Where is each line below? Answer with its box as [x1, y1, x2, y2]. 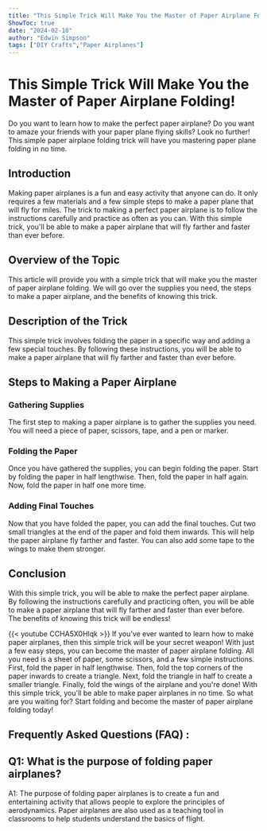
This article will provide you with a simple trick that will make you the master [8, 274, 257, 284]
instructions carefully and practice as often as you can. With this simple [8, 213, 242, 223]
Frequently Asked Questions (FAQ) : [8, 728, 190, 741]
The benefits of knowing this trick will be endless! [8, 613, 171, 623]
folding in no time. [8, 144, 68, 153]
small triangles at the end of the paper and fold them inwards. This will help [8, 526, 255, 537]
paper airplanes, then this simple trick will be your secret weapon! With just [8, 637, 254, 647]
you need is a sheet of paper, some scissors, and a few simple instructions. [8, 654, 255, 664]
